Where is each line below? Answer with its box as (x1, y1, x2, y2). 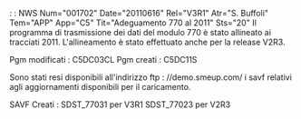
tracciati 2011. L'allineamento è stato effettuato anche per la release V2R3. (9, 36, 286, 47)
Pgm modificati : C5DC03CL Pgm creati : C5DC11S (9, 55, 198, 64)
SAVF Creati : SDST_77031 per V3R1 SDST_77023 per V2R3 (9, 99, 231, 110)
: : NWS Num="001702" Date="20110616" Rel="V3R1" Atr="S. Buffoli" (9, 8, 269, 18)
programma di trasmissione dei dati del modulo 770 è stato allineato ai (9, 27, 272, 37)
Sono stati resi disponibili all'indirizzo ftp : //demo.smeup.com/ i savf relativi (9, 72, 293, 83)
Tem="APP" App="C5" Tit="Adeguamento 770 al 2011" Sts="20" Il (9, 17, 257, 28)
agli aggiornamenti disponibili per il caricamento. (9, 82, 191, 92)
